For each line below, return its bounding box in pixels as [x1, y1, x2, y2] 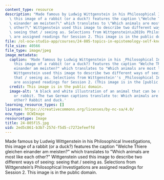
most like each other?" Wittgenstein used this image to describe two [5, 154, 143, 160]
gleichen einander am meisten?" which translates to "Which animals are [5, 149, 150, 155]
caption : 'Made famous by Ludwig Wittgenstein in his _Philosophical [9, 57, 154, 62]
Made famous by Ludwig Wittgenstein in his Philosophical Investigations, [5, 139, 152, 144]
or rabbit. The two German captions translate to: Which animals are [14, 93, 159, 98]
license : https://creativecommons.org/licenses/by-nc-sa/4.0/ [5, 107, 134, 112]
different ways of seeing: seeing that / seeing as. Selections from [5, 159, 136, 165]
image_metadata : [5, 52, 38, 58]
